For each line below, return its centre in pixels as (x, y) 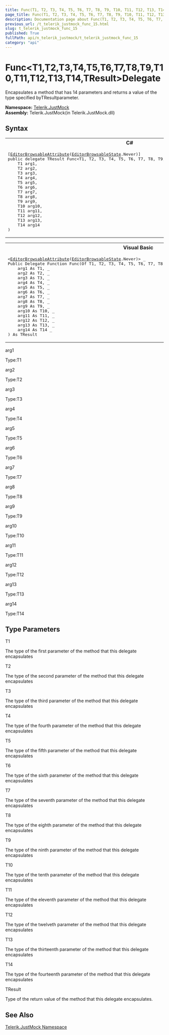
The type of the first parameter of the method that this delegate (71, 651)
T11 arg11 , (30, 211)
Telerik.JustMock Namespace (36, 1027)
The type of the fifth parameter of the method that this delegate (71, 751)
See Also (19, 1015)
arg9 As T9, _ (34, 306)
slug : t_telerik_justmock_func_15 (41, 29)
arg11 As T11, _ (36, 315)
